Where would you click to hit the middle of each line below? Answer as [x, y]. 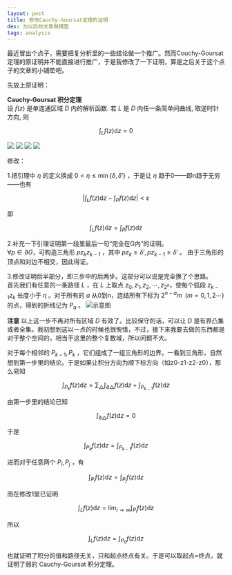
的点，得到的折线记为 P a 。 [46, 306]
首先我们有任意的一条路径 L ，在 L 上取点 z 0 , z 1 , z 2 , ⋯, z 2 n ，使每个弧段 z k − [113, 286]
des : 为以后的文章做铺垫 [38, 26]
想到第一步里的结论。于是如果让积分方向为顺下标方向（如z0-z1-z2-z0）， [111, 363]
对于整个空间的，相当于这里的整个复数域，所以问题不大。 [89, 338]
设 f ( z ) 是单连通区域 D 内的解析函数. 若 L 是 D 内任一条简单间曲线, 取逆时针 [113, 108]
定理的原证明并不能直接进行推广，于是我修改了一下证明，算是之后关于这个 [113, 62]
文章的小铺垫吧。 [43, 70]
